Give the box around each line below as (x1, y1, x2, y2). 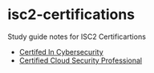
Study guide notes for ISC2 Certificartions (7, 32, 146, 41)
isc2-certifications (7, 6, 136, 24)
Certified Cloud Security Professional (18, 56, 142, 65)
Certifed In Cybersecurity (18, 47, 103, 56)
